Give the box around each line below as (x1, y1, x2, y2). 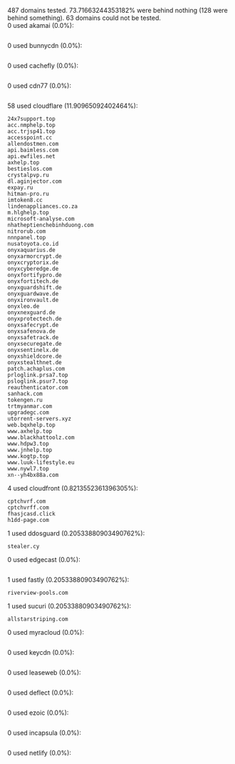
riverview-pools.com (7, 589, 69, 596)
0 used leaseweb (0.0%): (7, 668, 81, 677)
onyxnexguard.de (7, 309, 56, 316)
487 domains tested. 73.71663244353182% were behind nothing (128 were (7, 6, 228, 14)
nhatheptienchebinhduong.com (7, 221, 94, 228)
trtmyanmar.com (7, 403, 53, 410)
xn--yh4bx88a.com (7, 471, 59, 478)
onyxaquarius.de (7, 246, 56, 253)
